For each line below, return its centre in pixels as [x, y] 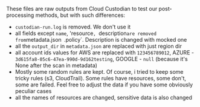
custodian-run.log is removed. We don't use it [73, 27]
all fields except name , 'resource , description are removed [86, 33]
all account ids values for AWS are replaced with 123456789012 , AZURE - [105, 53]
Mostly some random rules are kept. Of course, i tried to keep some [99, 72]
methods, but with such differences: [80, 15]
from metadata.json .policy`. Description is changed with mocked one [101, 40]
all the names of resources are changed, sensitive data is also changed [103, 97]
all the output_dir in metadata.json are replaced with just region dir [98, 46]
